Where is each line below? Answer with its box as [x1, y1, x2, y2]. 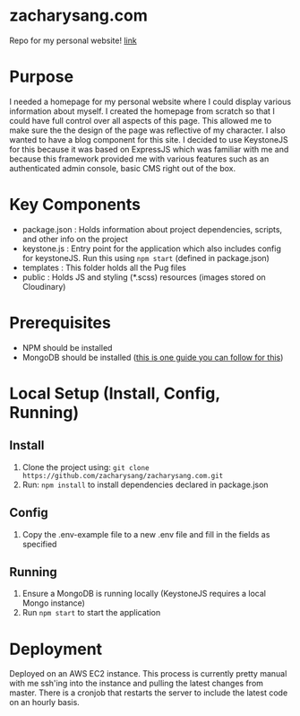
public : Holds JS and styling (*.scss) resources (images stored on [21, 271, 266, 283]
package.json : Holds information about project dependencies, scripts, [21, 223, 283, 234]
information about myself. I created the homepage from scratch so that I [9, 105, 275, 117]
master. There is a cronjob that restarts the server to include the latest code [9, 687, 288, 698]
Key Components [9, 195, 141, 215]
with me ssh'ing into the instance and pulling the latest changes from [9, 678, 264, 689]
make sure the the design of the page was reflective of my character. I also [9, 125, 286, 135]
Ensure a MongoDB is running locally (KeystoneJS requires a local [21, 589, 267, 599]
